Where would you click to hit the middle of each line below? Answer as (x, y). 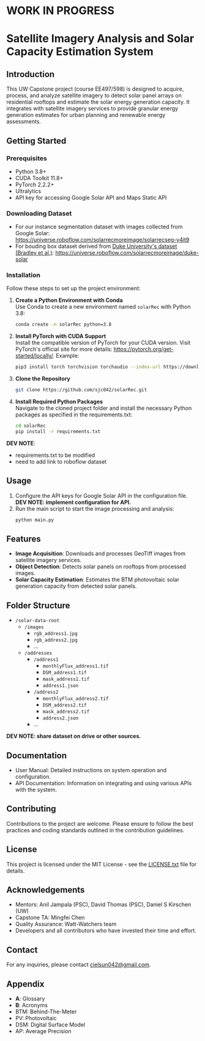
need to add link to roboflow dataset (61, 461)
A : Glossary (30, 999)
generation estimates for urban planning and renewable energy (86, 115)
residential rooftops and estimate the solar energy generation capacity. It (98, 102)
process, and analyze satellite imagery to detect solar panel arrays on (94, 96)
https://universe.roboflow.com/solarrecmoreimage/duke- (127, 253)
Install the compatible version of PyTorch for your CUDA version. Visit (103, 343)
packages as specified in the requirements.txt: (74, 415)
